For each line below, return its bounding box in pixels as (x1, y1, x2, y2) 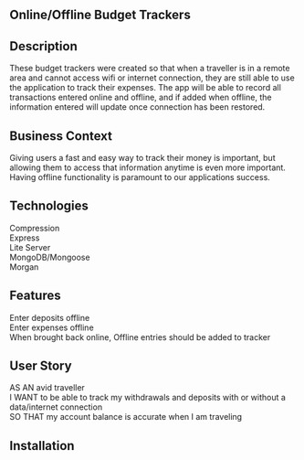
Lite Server (9, 241, 51, 252)
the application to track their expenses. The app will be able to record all (9, 82, 281, 93)
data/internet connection (9, 401, 103, 412)
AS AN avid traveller (9, 382, 85, 393)
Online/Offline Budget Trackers (9, 7, 192, 23)
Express (9, 232, 40, 243)
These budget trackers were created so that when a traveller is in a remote (9, 63, 290, 74)
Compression (9, 222, 60, 233)
